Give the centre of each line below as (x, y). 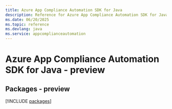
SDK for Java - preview (55, 70)
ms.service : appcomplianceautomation (46, 34)
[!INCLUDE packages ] (28, 101)
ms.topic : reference (27, 24)
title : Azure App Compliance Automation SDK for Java (64, 10)
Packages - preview (38, 89)
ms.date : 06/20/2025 (27, 19)
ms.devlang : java (24, 29)
